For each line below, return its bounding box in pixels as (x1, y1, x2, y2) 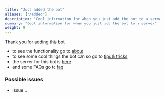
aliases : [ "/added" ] (5, 12, 48, 17)
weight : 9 (5, 25, 26, 30)
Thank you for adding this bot (5, 39, 65, 45)
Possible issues (5, 76, 43, 83)
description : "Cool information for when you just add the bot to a (5, 16, 148, 21)
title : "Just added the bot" (5, 7, 65, 12)
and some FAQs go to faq (12, 64, 64, 70)
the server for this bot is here (12, 59, 71, 65)
